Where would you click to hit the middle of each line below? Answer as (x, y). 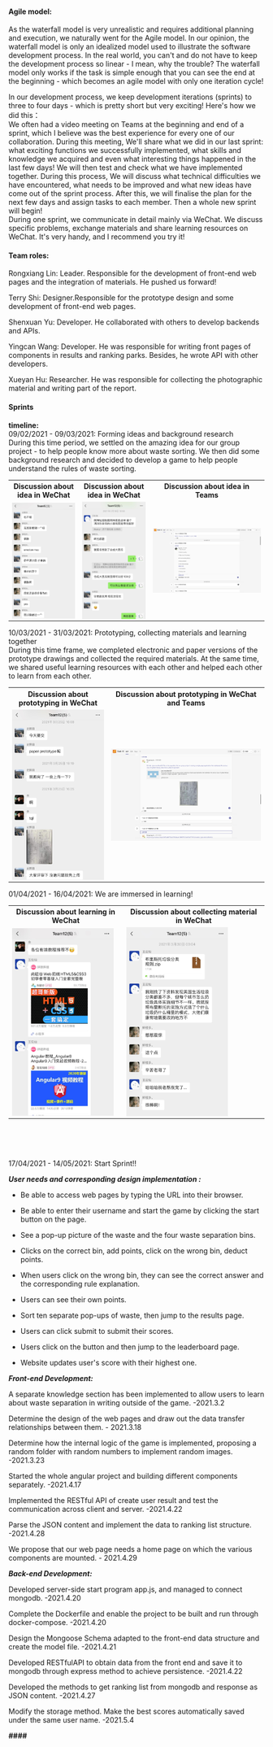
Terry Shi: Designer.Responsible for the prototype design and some (121, 298)
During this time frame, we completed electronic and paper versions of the (133, 650)
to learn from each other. (50, 676)
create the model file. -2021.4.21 (62, 1646)
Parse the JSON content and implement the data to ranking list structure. (130, 1524)
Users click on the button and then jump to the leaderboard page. (130, 1347)
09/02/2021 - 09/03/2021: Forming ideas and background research (121, 433)
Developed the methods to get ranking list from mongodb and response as (133, 1687)
